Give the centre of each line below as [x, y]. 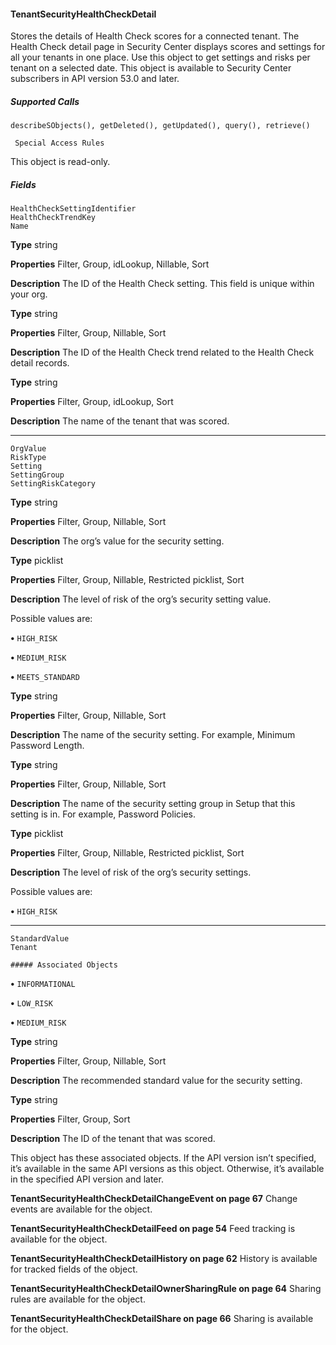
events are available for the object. [81, 1209]
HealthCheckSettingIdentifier [73, 209]
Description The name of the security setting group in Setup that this [153, 804]
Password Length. [47, 746]
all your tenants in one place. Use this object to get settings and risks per [160, 57]
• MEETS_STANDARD [45, 677]
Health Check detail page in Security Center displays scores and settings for [168, 47]
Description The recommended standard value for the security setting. [156, 1081]
